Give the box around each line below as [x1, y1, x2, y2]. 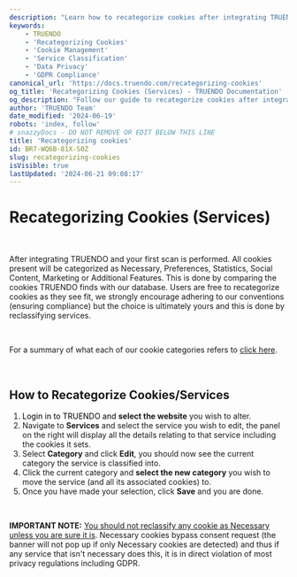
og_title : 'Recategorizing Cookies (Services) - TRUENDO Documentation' [9, 87, 283, 96]
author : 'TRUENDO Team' [9, 104, 97, 112]
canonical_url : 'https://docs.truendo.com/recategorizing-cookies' [9, 79, 263, 88]
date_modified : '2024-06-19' [9, 112, 117, 120]
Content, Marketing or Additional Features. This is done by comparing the [9, 273, 277, 283]
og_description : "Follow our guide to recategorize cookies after [9, 95, 259, 104]
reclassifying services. [9, 311, 91, 321]
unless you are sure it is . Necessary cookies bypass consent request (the [9, 530, 277, 540]
